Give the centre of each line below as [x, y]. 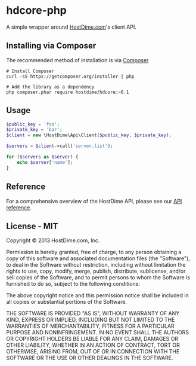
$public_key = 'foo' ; [33, 124]
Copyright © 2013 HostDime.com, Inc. [53, 240]
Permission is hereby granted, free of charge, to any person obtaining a [94, 252]
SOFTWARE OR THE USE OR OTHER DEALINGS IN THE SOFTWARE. [90, 358]
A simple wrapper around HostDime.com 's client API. [71, 27]
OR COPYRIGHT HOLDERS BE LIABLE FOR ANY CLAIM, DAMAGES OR [92, 339]
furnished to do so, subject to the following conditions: [73, 284]
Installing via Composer [51, 46]
